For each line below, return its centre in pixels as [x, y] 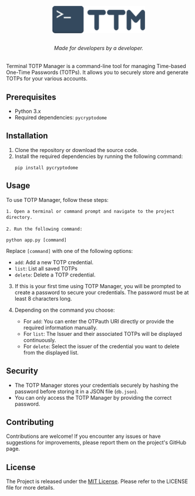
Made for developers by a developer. [99, 48]
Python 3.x [28, 112]
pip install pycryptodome [46, 168]
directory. [19, 217]
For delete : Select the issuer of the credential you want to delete [101, 346]
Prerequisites [31, 97]
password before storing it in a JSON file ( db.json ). [76, 391]
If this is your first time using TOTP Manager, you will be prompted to [98, 286]
